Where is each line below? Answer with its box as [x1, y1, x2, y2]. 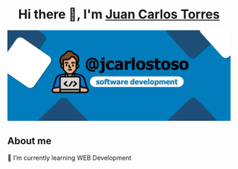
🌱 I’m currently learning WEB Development [7, 153, 132, 162]
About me [7, 134, 52, 147]
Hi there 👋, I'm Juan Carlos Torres [18, 6, 220, 23]
